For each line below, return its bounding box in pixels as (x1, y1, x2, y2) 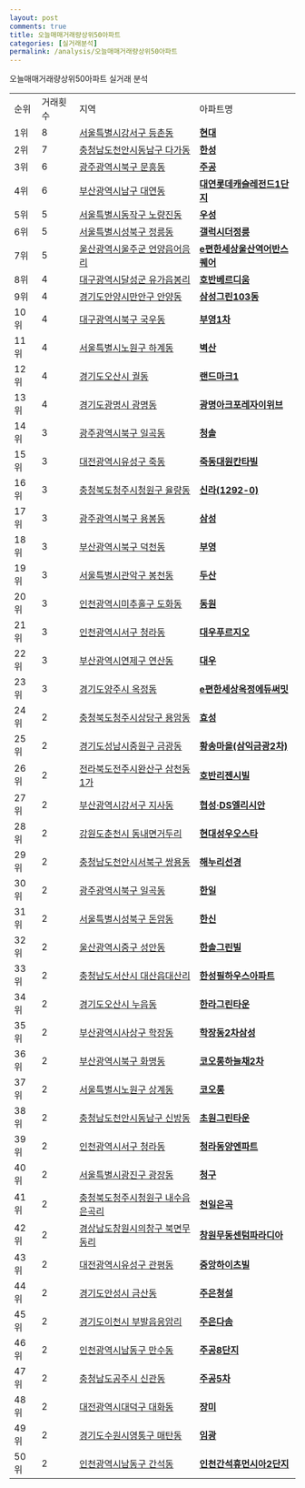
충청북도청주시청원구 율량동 (78, 484, 191, 497)
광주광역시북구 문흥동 (78, 161, 166, 174)
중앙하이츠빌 (199, 1259, 251, 1271)
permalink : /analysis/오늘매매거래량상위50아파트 (9, 47, 178, 56)
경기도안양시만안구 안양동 (78, 290, 182, 303)
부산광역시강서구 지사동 (78, 799, 174, 812)
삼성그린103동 (199, 290, 260, 303)
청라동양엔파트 (199, 1140, 259, 1153)
